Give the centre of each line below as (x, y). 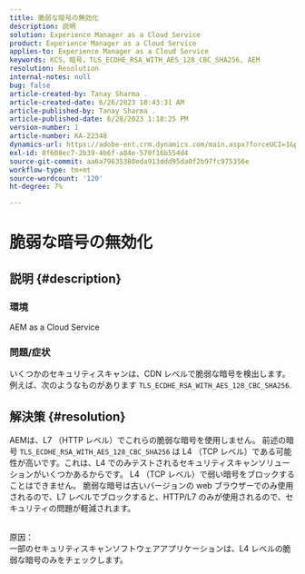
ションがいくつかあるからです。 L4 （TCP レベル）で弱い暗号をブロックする (152, 474)
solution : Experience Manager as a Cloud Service (105, 35)
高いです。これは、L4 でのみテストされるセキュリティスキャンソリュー (157, 463)
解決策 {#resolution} (68, 416)
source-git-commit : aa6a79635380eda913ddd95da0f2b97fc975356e (129, 161)
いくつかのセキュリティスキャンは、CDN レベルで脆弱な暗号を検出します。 (150, 374)
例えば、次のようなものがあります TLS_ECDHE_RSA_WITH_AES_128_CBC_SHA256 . (151, 385)
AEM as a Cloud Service (54, 327)
